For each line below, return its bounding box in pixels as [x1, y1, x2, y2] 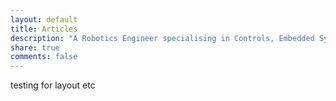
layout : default [10, 14, 78, 25]
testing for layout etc [10, 79, 96, 91]
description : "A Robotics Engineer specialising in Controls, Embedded [10, 33, 315, 43]
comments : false [10, 52, 78, 62]
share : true [10, 42, 60, 53]
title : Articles [10, 24, 78, 34]
